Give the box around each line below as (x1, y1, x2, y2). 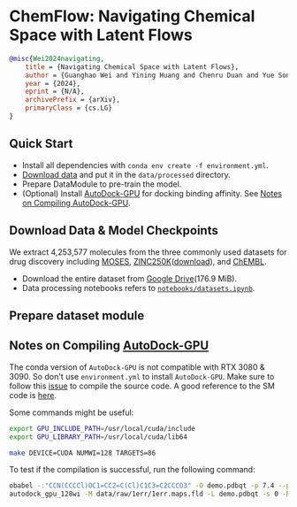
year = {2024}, (25, 79, 81, 88)
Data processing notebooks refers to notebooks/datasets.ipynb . (21, 282, 255, 293)
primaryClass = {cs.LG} (25, 104, 113, 112)
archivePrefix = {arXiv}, (25, 96, 121, 104)
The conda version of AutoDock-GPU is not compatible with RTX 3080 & (9, 361, 265, 373)
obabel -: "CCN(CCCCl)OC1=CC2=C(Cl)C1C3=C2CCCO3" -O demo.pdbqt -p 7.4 (9, 481, 275, 490)
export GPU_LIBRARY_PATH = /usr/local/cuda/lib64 (9, 432, 188, 442)
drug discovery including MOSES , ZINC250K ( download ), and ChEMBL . (9, 256, 267, 266)
